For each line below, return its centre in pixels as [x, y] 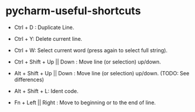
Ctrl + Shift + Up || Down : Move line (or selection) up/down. [87, 62]
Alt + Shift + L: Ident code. [46, 91]
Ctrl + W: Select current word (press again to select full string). [91, 50]
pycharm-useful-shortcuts [73, 11]
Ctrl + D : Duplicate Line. [44, 27]
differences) [29, 79]
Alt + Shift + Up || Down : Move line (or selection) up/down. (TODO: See [102, 73]
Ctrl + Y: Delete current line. [48, 39]
